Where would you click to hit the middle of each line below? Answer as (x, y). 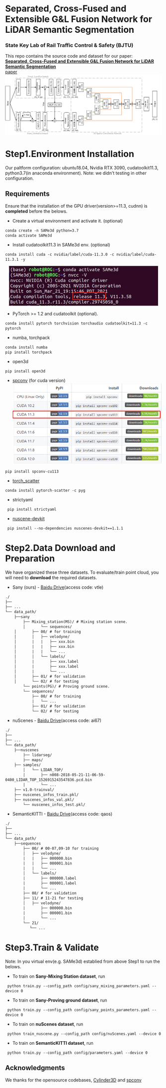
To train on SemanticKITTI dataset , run (53, 1043)
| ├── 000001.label (50, 883)
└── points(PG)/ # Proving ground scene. (67, 687)
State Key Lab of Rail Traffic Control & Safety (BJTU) (69, 45)
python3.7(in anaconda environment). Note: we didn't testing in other (76, 173)
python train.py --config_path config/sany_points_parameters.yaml (79, 1010)
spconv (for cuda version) (39, 380)
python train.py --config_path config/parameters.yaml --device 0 (78, 1053)
